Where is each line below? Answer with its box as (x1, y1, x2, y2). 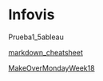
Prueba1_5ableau (8, 32, 64, 42)
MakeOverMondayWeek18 (8, 63, 95, 73)
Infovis (8, 6, 55, 24)
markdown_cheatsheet (8, 47, 84, 57)
